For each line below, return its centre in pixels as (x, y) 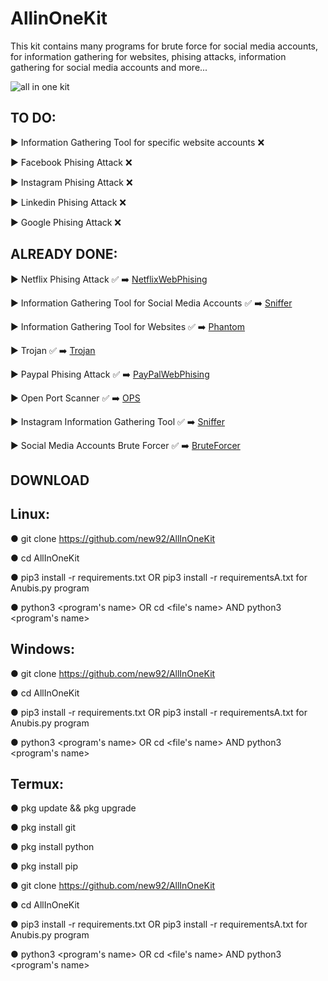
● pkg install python (52, 847)
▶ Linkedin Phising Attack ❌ (68, 202)
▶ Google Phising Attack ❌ (66, 222)
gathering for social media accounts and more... (109, 67)
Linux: (30, 514)
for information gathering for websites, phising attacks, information (148, 56)
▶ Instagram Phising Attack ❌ (71, 182)
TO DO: (33, 118)
